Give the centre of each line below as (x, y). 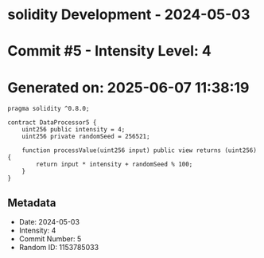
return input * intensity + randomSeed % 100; (115, 165)
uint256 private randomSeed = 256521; (86, 137)
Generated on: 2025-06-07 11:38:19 (128, 87)
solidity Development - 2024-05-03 (129, 15)
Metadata (32, 203)
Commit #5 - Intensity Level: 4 (109, 51)
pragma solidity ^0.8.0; (49, 109)
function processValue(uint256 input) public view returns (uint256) (140, 150)
